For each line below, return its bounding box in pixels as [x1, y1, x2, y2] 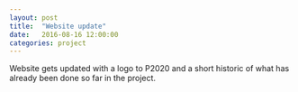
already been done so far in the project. [9, 73, 156, 84]
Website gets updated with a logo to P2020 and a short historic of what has [9, 63, 290, 74]
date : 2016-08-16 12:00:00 [9, 30, 119, 39]
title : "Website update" [9, 22, 106, 31]
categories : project [9, 38, 87, 48]
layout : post [9, 13, 59, 23]
